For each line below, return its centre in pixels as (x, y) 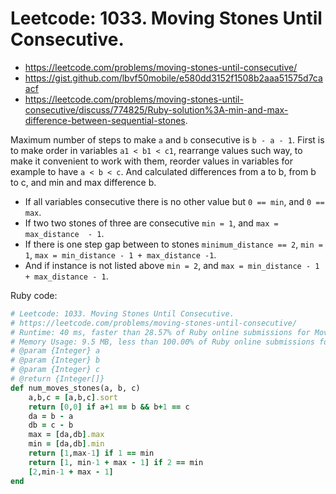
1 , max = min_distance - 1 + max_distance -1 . (120, 254)
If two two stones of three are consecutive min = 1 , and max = (151, 223)
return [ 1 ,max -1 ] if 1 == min (91, 453)
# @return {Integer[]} (57, 379)
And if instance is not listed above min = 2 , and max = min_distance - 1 (172, 265)
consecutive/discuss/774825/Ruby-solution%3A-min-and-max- (156, 109)
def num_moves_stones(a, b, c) (75, 388)
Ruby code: (34, 295)
